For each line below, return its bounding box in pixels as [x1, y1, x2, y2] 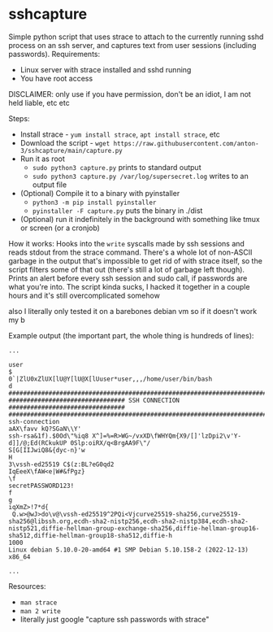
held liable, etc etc [8, 98, 71, 107]
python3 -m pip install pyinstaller [32, 198, 157, 207]
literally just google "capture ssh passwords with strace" [19, 614, 210, 624]
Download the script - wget [19, 137, 110, 147]
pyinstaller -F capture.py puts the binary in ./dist [32, 205, 203, 216]
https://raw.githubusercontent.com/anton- [113, 139, 259, 147]
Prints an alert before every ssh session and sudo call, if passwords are [8, 273, 248, 283]
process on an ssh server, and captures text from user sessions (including [8, 40, 257, 50]
